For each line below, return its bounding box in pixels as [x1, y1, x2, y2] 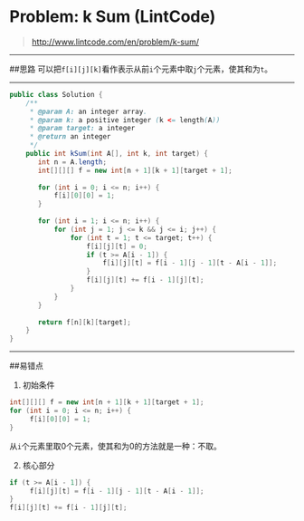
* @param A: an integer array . [29, 107, 147, 116]
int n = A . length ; [37, 157, 107, 167]
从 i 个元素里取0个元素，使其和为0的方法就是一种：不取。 [9, 440, 222, 451]
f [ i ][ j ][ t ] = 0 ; [86, 242, 147, 251]
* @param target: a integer [29, 124, 136, 133]
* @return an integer [29, 132, 111, 141]
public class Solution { [9, 90, 103, 99]
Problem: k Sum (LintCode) [9, 6, 216, 27]
